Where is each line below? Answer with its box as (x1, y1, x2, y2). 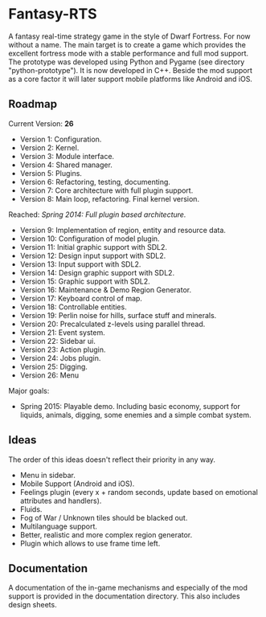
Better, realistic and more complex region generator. (19, 529, 193, 539)
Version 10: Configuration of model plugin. (19, 234, 160, 243)
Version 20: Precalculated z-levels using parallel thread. (19, 319, 206, 329)
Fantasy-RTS (8, 5, 98, 23)
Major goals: (8, 386, 50, 395)
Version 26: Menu (19, 370, 80, 380)
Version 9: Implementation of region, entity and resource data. (19, 225, 227, 235)
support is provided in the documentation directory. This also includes (8, 591, 240, 601)
